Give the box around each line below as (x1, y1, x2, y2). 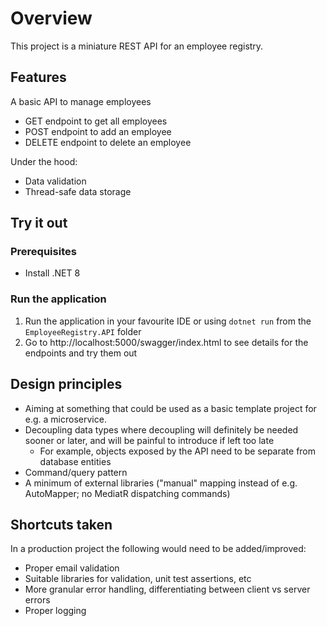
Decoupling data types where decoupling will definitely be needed (24, 423, 299, 436)
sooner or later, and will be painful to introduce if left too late (24, 434, 275, 446)
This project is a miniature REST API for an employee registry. (10, 40, 264, 52)
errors (24, 594, 51, 606)
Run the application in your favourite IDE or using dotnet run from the (24, 315, 312, 327)
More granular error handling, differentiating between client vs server (24, 583, 311, 596)
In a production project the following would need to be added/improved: (10, 543, 307, 555)
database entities (39, 455, 112, 467)
